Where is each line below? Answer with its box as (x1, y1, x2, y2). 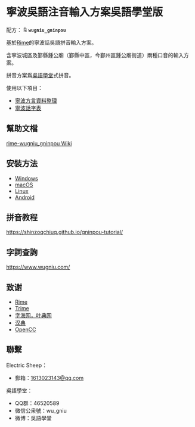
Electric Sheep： (6, 361, 48, 369)
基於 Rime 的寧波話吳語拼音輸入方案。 (6, 39, 97, 46)
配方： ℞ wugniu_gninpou (6, 26, 66, 33)
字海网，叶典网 (14, 312, 52, 319)
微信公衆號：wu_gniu (14, 407, 67, 414)
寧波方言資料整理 (14, 96, 57, 104)
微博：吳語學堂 (14, 414, 52, 422)
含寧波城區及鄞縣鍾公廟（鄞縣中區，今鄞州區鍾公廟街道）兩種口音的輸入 (6, 51, 184, 58)
